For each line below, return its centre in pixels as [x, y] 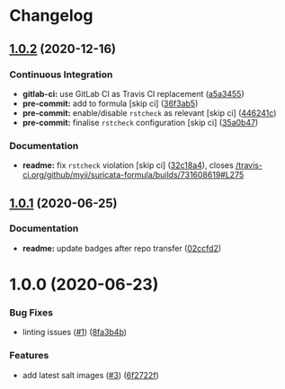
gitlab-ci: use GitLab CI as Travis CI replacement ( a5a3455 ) [133, 93]
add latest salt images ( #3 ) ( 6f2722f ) [90, 375]
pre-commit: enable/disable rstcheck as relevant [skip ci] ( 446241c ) [149, 112]
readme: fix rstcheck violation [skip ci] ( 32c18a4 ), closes [128, 165]
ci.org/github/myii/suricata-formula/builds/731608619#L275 [133, 175]
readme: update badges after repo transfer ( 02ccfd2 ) [122, 248]
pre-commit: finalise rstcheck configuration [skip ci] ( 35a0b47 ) [140, 122]
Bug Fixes [31, 313]
